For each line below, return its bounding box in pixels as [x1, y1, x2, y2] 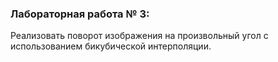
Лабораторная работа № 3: [10, 7, 150, 21]
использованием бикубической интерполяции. [10, 40, 212, 52]
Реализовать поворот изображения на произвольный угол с [10, 30, 269, 42]
